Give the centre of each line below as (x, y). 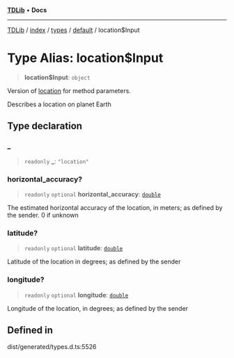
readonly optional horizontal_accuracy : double (93, 194)
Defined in (30, 330)
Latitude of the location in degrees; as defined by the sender (94, 262)
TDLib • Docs (27, 10)
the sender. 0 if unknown (43, 215)
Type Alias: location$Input (85, 58)
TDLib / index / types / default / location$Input (74, 30)
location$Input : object (57, 77)
